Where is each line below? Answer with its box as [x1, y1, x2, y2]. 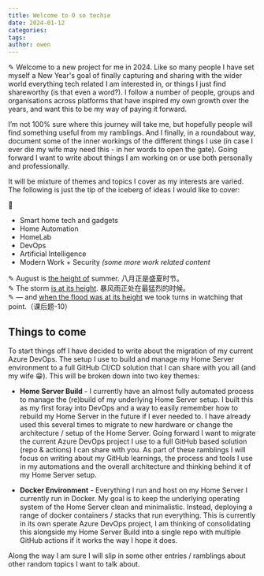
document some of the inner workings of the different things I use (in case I [8, 136, 254, 146]
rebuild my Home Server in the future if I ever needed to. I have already [19, 411, 251, 421]
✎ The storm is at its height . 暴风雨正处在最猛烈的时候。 [8, 284, 191, 293]
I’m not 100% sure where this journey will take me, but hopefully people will [8, 120, 254, 129]
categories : [8, 26, 47, 34]
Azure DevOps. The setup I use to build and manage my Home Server [8, 354, 235, 363]
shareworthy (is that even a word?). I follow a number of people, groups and [8, 87, 255, 97]
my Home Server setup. [19, 470, 97, 479]
